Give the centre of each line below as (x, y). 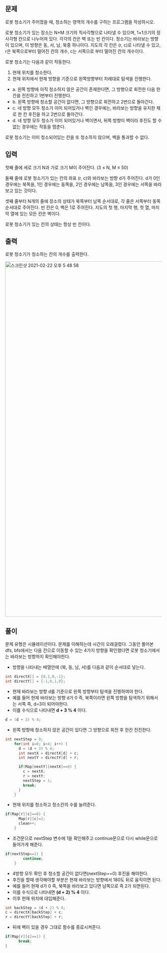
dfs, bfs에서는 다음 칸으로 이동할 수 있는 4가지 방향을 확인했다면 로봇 (72, 650)
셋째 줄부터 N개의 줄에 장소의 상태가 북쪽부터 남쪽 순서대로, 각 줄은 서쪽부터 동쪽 (83, 201)
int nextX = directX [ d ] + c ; (48, 753)
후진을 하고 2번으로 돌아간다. (56, 114)
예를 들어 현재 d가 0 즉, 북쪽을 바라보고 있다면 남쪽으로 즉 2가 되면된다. (81, 886)
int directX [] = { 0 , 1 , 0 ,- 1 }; (35, 677)
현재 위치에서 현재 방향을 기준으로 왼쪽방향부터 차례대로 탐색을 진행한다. (82, 78)
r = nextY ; (34, 776)
